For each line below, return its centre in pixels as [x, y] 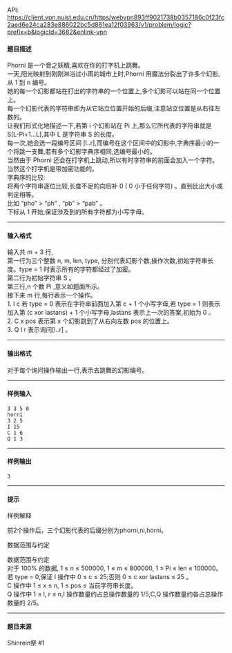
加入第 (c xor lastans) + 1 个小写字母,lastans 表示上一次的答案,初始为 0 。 [111, 313]
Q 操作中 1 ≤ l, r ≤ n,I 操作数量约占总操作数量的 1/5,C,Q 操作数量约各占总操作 [115, 594]
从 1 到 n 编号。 [29, 83]
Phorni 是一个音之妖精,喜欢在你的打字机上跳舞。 [76, 66]
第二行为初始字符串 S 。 [41, 278]
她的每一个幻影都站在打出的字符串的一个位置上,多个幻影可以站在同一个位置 [114, 91]
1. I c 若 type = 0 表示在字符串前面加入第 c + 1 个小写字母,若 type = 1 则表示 [114, 304]
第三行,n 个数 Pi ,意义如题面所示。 [55, 286]
